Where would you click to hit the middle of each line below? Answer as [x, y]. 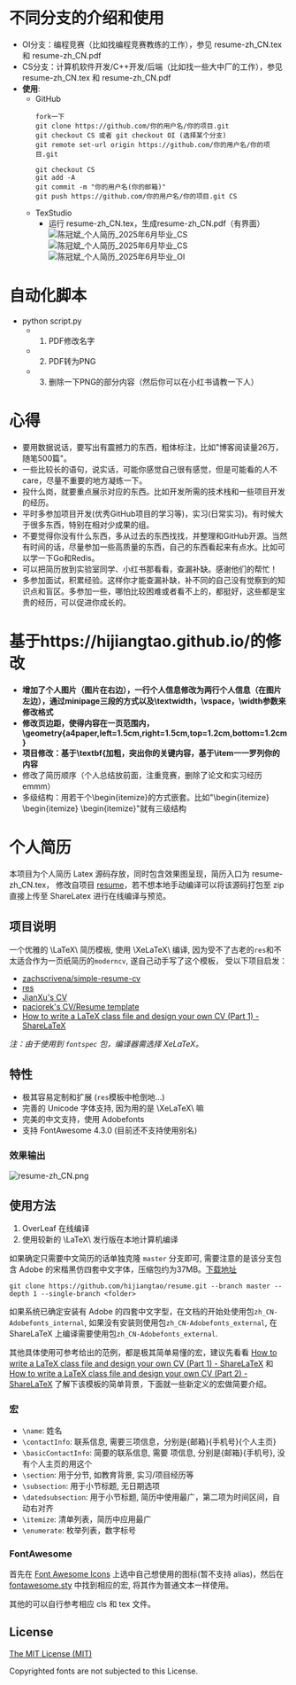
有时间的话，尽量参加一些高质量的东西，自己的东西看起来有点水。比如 [150, 547]
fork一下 [50, 116]
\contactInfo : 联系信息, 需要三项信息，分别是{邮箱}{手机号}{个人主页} [149, 1441]
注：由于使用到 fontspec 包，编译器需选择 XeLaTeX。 [106, 1043]
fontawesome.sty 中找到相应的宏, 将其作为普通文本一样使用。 [121, 1585]
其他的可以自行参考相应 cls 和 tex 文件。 [83, 1604]
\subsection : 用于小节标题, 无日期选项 [91, 1486]
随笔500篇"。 [47, 458]
